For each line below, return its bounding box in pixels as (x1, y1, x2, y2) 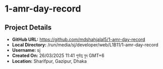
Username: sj (12, 47, 41, 53)
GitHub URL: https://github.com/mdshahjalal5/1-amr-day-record (12, 36, 145, 42)
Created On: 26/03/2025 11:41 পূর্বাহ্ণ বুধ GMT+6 (12, 52, 105, 58)
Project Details (5, 23, 52, 32)
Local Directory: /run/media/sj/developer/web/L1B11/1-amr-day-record (12, 42, 159, 48)
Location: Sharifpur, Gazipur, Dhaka (12, 58, 87, 64)
